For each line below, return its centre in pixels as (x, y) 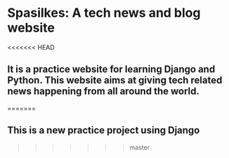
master (139, 147)
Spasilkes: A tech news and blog (104, 13)
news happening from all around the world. (104, 92)
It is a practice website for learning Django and (111, 69)
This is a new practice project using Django (104, 130)
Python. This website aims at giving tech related (115, 80)
